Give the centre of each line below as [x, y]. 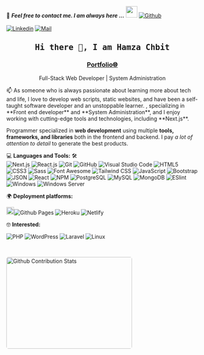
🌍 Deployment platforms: [40, 196]
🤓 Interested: [23, 224]
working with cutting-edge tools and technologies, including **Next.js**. [98, 119]
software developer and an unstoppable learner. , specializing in [104, 105]
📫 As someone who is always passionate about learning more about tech [99, 90]
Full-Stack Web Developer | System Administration [102, 78]
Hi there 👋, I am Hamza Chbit [102, 48]
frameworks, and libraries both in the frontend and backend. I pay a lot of [100, 137]
